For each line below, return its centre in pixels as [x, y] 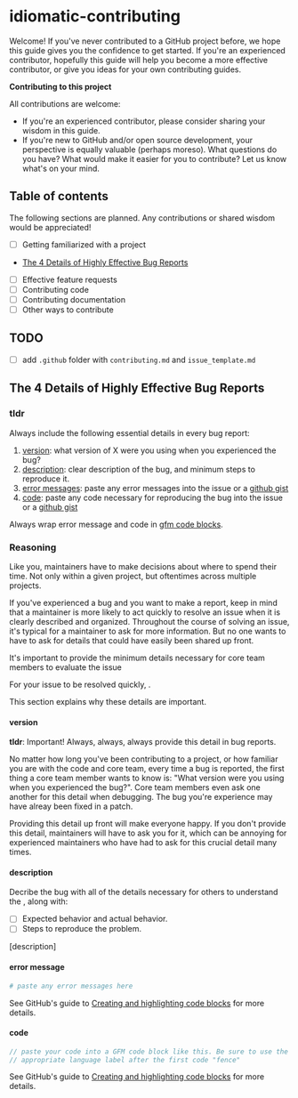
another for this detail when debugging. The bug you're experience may [141, 797]
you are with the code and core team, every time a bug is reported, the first [147, 769]
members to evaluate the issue [65, 667]
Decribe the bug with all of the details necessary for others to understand [144, 892]
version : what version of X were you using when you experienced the [149, 450]
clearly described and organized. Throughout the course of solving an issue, [149, 621]
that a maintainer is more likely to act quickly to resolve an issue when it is [145, 612]
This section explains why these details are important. [108, 701]
